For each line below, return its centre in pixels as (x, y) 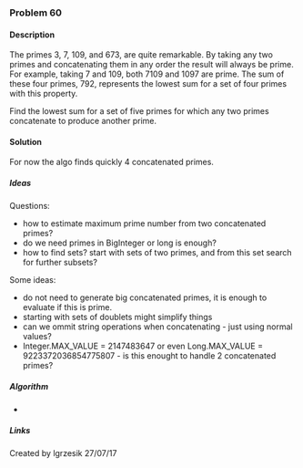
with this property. (44, 94)
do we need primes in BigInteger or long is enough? (119, 243)
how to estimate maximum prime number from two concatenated (144, 224)
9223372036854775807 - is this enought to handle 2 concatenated (149, 356)
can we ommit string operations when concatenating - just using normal (157, 327)
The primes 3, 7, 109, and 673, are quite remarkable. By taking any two (141, 55)
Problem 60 (35, 13)
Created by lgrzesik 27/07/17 (63, 453)
